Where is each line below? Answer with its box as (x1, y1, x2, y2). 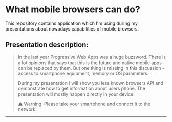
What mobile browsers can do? (5, 4, 141, 15)
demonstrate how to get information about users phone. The (17, 85, 146, 91)
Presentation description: (5, 41, 89, 49)
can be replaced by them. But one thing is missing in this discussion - (17, 65, 165, 71)
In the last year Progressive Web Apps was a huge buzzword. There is (17, 54, 166, 60)
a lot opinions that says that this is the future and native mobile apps (17, 59, 162, 66)
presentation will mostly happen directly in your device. (17, 90, 135, 97)
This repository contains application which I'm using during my (5, 20, 138, 26)
